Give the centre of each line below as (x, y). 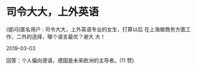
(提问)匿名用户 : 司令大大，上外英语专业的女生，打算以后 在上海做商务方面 (96, 29)
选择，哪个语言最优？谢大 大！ (69, 36)
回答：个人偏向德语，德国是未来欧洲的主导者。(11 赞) (70, 60)
